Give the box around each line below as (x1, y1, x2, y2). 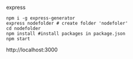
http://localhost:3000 (6, 46, 58, 53)
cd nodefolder (6, 25, 41, 31)
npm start (6, 36, 31, 42)
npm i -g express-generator (6, 15, 76, 21)
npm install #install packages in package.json (6, 31, 126, 37)
